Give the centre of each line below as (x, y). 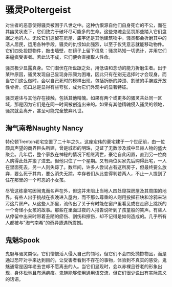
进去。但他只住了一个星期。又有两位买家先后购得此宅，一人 (104, 160)
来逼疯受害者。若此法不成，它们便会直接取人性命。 (59, 57)
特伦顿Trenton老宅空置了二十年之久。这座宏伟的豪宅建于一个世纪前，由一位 (85, 141)
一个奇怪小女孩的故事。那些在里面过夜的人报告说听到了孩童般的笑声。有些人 (86, 210)
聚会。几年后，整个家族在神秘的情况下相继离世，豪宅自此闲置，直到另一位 (84, 154)
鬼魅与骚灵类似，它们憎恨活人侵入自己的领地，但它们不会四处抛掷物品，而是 (86, 253)
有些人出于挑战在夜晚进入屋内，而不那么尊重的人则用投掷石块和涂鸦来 (88, 197)
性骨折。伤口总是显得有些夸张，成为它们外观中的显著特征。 (68, 87)
